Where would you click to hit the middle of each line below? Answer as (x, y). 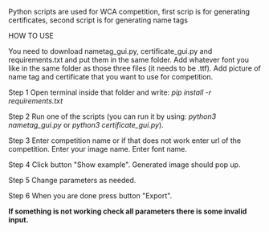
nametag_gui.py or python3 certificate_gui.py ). (86, 125)
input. (18, 220)
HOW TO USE (31, 36)
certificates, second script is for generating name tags (98, 20)
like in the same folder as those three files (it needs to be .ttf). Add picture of (134, 68)
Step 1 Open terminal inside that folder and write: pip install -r (110, 92)
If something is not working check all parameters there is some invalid (128, 211)
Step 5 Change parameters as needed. (72, 180)
